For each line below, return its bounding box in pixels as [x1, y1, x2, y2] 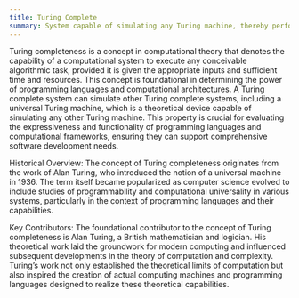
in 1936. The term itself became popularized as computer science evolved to [9, 176, 290, 187]
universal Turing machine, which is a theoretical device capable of [9, 102, 252, 113]
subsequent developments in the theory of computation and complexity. [9, 250, 274, 261]
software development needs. [9, 140, 119, 151]
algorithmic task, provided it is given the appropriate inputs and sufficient [9, 64, 278, 76]
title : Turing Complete [9, 12, 98, 22]
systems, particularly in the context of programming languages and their [9, 195, 274, 205]
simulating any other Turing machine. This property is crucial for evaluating [9, 112, 285, 123]
